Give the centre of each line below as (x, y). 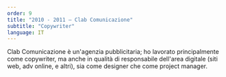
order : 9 (20, 13)
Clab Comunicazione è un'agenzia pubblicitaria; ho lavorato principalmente (113, 52)
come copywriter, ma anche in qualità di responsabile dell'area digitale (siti (112, 59)
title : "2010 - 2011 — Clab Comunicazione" (70, 20)
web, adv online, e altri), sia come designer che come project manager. (107, 66)
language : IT (26, 32)
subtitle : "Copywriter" (41, 26)
